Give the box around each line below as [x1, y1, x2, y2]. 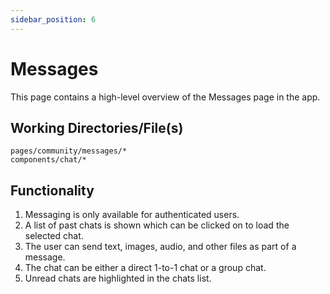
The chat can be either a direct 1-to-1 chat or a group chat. [24, 262, 267, 274]
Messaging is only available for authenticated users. [24, 209, 240, 221]
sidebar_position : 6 [10, 14, 97, 25]
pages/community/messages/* [10, 146, 128, 156]
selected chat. [24, 230, 84, 242]
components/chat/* [10, 155, 87, 165]
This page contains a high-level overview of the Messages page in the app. [10, 91, 321, 103]
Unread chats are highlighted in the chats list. [24, 272, 212, 285]
